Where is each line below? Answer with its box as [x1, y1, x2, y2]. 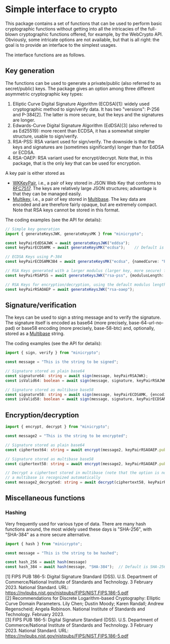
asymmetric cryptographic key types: [5, 90, 83, 97]
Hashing [5, 509, 27, 516]
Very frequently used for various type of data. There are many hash [5, 520, 146, 527]
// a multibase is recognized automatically [5, 475, 101, 480]
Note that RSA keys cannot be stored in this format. [12, 207, 120, 213]
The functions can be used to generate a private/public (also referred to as [5, 80, 161, 86]
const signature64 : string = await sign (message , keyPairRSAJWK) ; [5, 373, 148, 378]
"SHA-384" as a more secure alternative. [5, 531, 91, 537]
